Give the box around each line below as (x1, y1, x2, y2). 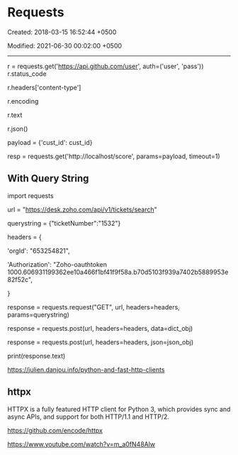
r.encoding (7, 97, 39, 105)
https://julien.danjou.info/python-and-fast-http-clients (7, 365, 165, 373)
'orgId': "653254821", (7, 246, 70, 255)
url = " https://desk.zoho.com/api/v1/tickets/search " (7, 205, 157, 214)
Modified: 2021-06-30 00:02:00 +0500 (7, 41, 123, 50)
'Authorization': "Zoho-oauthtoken (7, 260, 108, 268)
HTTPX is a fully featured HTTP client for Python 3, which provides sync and (7, 405, 231, 413)
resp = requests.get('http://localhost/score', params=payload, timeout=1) (7, 152, 221, 160)
